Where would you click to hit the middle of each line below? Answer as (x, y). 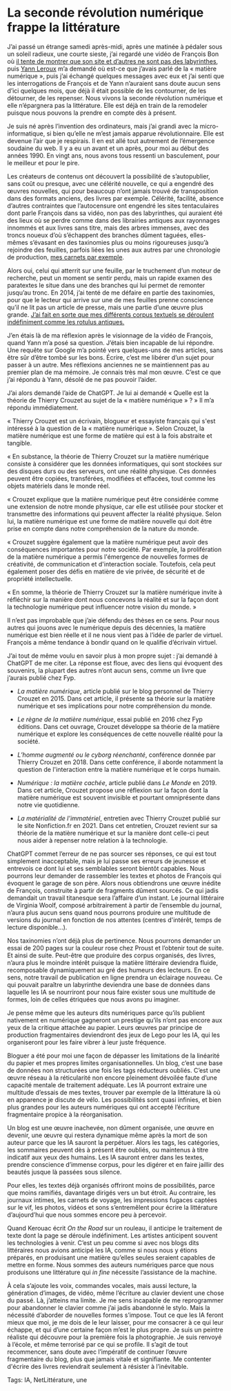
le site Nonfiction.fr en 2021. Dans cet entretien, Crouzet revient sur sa (117, 825)
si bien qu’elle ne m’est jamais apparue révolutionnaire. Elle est (135, 133)
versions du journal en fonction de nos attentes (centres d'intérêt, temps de (114, 920)
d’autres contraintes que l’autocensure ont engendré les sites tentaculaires (113, 205)
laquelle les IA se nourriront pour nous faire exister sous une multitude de (111, 992)
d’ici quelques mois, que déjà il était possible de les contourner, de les (107, 91)
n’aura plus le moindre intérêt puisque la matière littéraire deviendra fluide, (113, 962)
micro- (209, 126)
